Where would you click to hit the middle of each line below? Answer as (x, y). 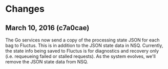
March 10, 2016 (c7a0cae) (47, 28)
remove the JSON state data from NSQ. (47, 62)
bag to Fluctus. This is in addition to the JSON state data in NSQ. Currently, (84, 45)
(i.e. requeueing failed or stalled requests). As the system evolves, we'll (81, 56)
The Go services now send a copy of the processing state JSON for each (82, 40)
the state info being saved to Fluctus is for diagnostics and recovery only (82, 51)
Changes (25, 9)
